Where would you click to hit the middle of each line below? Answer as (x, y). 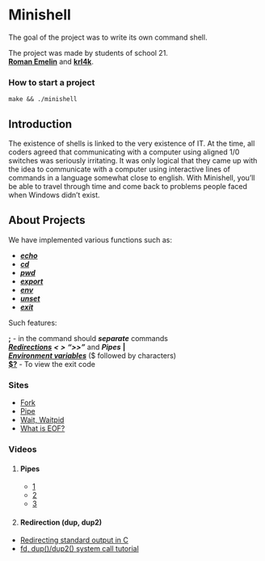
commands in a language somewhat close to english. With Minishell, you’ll (132, 178)
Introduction (40, 124)
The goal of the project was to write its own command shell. (108, 37)
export (32, 281)
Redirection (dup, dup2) (61, 522)
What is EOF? (42, 428)
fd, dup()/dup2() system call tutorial (79, 549)
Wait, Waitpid (42, 420)
